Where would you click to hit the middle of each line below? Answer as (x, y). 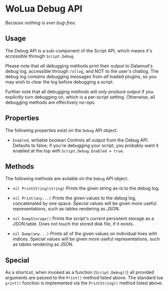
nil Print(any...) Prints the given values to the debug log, (74, 198)
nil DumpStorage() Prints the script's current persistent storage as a (83, 219)
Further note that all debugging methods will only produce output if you (79, 92)
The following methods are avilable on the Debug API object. (67, 179)
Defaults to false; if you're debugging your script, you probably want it (86, 145)
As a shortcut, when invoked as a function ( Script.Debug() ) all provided (80, 272)
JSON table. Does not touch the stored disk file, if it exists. (73, 224)
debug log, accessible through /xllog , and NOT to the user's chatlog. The (82, 71)
